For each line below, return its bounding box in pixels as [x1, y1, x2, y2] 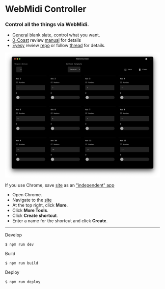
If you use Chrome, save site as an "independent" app [5, 183, 114, 188]
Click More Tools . [12, 208, 49, 213]
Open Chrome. [12, 192, 42, 198]
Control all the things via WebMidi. [5, 21, 89, 28]
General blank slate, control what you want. [12, 32, 100, 38]
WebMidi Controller [5, 3, 87, 15]
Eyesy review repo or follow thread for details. [12, 43, 106, 49]
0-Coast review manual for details [12, 37, 81, 43]
